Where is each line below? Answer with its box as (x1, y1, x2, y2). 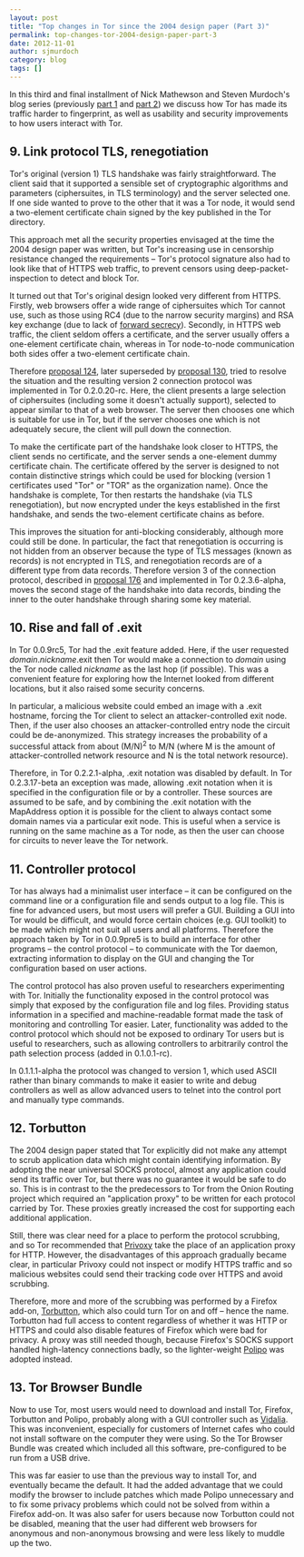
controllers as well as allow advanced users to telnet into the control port (9, 1084, 281, 1095)
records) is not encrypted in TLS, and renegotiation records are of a (9, 555, 263, 566)
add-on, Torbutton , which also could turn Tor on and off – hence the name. (9, 1305, 289, 1316)
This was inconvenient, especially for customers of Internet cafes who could (9, 1423, 295, 1434)
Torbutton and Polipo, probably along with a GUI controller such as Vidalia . (9, 1414, 289, 1424)
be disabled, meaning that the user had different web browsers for (9, 1518, 258, 1529)
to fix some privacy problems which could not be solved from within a (9, 1499, 270, 1510)
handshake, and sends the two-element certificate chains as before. (9, 508, 265, 519)
